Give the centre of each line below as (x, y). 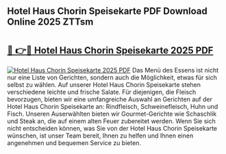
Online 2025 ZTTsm (50, 22)
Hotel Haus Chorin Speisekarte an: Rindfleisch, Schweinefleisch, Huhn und (113, 106)
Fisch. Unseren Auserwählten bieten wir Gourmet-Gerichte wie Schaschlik (112, 114)
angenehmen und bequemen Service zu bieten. (74, 143)
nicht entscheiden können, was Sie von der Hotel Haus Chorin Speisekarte (112, 128)
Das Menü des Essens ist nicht (176, 70)
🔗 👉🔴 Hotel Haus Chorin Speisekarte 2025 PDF (110, 50)
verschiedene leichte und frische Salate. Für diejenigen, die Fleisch (102, 92)
